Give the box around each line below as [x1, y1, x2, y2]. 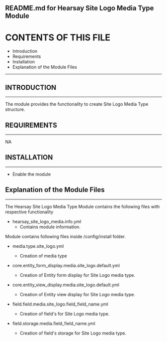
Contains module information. [19, 224, 81, 230]
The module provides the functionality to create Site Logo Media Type [5, 101, 149, 107]
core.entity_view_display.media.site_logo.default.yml [12, 282, 119, 288]
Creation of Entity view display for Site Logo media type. [19, 291, 135, 297]
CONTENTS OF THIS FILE [5, 32, 111, 43]
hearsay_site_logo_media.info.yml [12, 218, 82, 224]
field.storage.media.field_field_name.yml [12, 320, 95, 326]
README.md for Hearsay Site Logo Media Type [5, 4, 154, 12]
